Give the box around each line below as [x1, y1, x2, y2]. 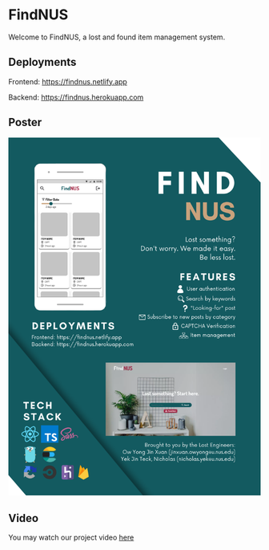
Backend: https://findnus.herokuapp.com [8, 92, 144, 102]
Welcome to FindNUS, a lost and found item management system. [8, 32, 226, 42]
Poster [8, 116, 42, 129]
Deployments [8, 55, 77, 69]
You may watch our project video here [8, 532, 134, 543]
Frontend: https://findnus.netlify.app [8, 76, 128, 86]
